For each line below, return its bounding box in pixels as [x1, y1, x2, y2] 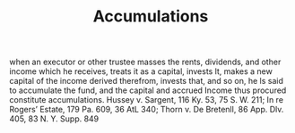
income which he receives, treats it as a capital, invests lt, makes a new [9, 66, 273, 77]
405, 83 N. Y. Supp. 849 [9, 113, 100, 124]
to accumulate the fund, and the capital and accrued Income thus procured [9, 85, 287, 96]
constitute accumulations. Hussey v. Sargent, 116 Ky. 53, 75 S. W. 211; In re [9, 95, 284, 105]
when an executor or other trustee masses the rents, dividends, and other [9, 56, 282, 68]
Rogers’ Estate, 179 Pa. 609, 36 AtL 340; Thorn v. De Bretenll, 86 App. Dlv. [9, 104, 284, 115]
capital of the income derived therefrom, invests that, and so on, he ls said [9, 76, 284, 87]
